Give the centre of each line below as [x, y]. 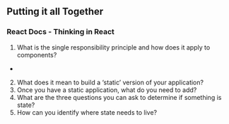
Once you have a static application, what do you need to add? [107, 90]
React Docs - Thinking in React [60, 32]
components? [37, 55]
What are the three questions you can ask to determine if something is [119, 97]
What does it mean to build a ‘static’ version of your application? [110, 82]
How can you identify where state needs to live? [87, 112]
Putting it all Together [55, 12]
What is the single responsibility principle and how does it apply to [113, 47]
